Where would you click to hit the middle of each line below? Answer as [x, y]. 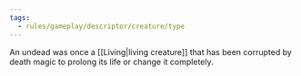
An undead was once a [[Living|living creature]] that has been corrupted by [151, 52]
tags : [20, 18]
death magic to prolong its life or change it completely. [111, 62]
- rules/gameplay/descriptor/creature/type [101, 26]
